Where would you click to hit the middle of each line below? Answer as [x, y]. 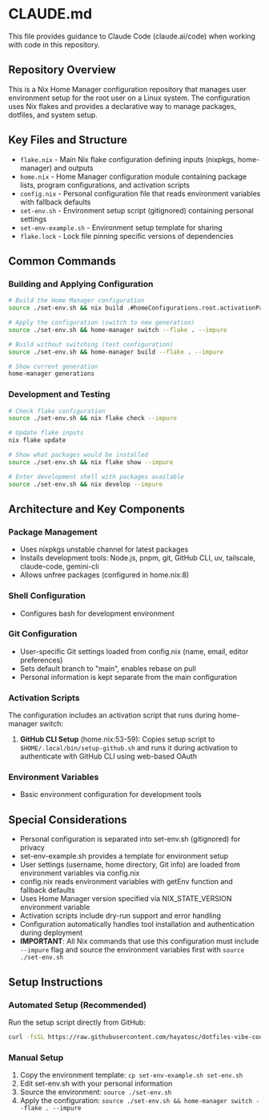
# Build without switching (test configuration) [91, 344]
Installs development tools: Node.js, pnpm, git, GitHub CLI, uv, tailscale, [138, 558]
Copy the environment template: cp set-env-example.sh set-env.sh [131, 1075]
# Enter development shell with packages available [96, 477]
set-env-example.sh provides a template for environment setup [124, 856]
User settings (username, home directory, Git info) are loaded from [130, 865]
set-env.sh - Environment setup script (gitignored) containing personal [137, 210]
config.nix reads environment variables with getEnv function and [126, 882]
